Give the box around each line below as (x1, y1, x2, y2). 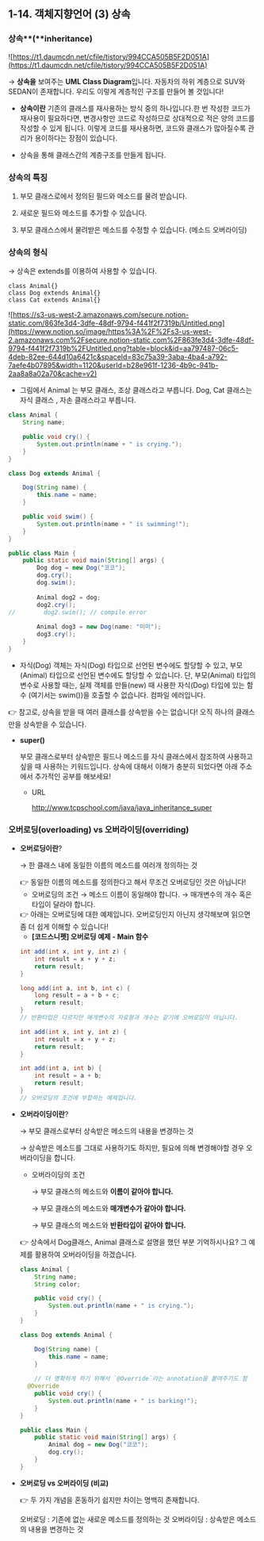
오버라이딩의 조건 (31, 1170, 86, 1179)
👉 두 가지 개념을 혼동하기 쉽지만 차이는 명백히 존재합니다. (19, 1495, 200, 1504)
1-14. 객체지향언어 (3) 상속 (8, 7, 131, 21)
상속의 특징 (8, 171, 48, 183)
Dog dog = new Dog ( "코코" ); (36, 564, 126, 572)
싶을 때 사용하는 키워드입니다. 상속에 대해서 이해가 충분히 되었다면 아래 (19, 761, 238, 771)
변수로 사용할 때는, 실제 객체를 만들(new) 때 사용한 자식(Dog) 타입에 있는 (19, 680, 246, 690)
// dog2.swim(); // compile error (8, 608, 147, 617)
